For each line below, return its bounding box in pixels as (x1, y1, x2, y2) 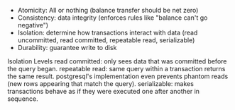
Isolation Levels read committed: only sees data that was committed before (7, 57, 227, 66)
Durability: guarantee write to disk (17, 44, 117, 51)
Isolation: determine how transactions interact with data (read (17, 28, 198, 37)
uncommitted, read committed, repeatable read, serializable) (17, 36, 195, 44)
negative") (17, 21, 48, 29)
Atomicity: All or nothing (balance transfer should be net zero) (17, 6, 199, 14)
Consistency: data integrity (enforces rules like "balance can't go (17, 13, 208, 22)
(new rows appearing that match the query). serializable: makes (7, 80, 194, 87)
